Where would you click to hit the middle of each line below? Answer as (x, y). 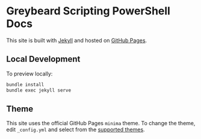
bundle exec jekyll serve (39, 90)
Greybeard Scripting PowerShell (88, 11)
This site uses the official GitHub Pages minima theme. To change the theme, (101, 123)
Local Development (43, 59)
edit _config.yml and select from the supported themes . (76, 129)
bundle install (25, 84)
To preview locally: (29, 74)
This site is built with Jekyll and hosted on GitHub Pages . (77, 40)
